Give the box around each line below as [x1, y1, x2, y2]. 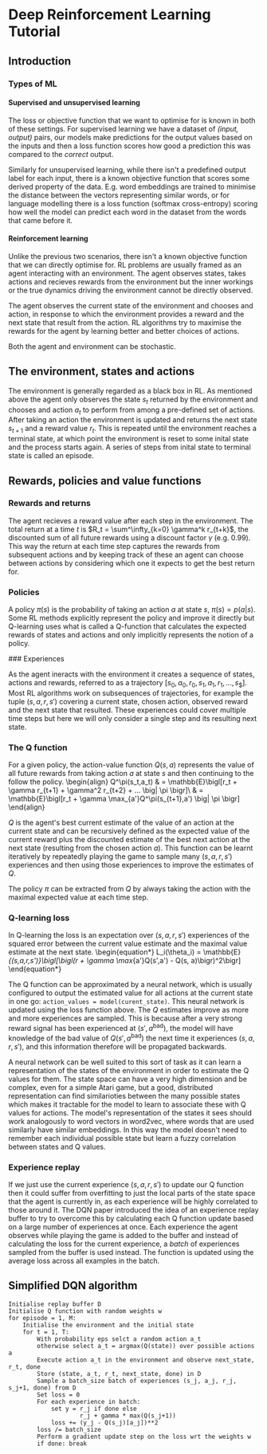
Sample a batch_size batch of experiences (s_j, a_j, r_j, [37, 1377, 238, 1385]
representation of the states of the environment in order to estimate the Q [8, 1065, 249, 1075]
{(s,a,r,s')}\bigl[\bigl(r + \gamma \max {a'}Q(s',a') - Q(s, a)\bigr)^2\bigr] [8, 956, 241, 966]
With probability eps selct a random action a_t [37, 1334, 202, 1343]
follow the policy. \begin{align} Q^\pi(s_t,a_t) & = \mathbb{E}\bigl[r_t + [8, 777, 238, 786]
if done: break [37, 1440, 88, 1448]
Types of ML [8, 78, 57, 89]
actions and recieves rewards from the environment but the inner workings [8, 276, 253, 286]
